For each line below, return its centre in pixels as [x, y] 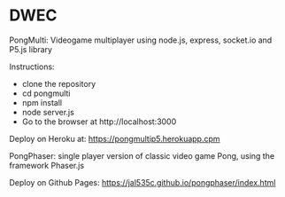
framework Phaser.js [47, 165]
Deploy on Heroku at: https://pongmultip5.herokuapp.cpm [115, 138]
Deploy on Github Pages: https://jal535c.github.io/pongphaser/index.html [142, 182]
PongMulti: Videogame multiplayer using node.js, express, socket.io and [141, 40]
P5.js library [31, 49]
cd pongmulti [46, 93]
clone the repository [59, 83]
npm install [42, 102]
